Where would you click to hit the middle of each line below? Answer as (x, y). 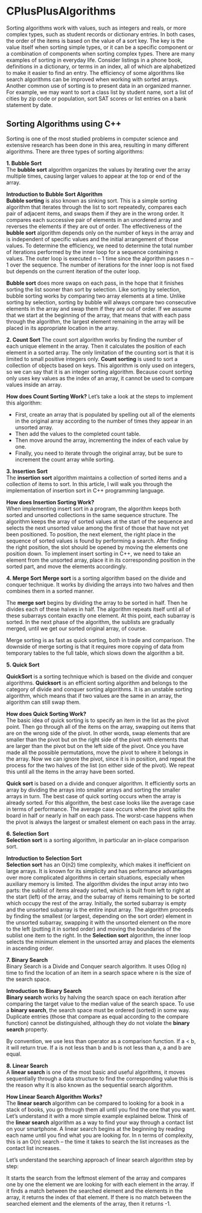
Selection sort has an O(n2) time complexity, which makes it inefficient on (99, 864)
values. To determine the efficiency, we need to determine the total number (100, 246)
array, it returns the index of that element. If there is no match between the (99, 1197)
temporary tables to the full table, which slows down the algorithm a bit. (95, 653)
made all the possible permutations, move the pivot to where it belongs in (97, 752)
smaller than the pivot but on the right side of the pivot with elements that (97, 740)
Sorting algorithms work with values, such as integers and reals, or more (96, 28)
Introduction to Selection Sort (44, 858)
